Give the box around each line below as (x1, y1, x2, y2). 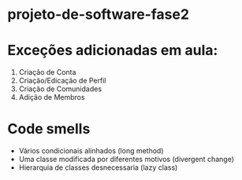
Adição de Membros (18, 93, 85, 102)
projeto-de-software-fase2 (7, 6, 190, 24)
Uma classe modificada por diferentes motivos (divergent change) (18, 155, 234, 164)
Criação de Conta (18, 68, 76, 77)
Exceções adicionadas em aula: (7, 42, 218, 60)
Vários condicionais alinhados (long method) (18, 146, 164, 156)
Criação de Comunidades (18, 84, 102, 94)
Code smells (7, 120, 91, 138)
